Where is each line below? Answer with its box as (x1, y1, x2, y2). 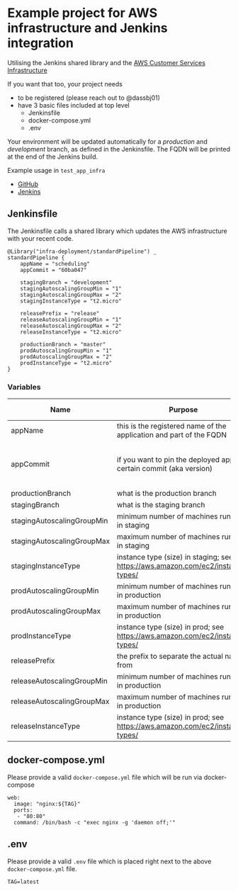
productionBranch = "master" (20, 341, 106, 348)
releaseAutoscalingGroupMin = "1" (20, 316, 122, 323)
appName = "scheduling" (20, 260, 91, 267)
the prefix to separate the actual (116, 652, 223, 662)
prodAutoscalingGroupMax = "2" (20, 353, 113, 361)
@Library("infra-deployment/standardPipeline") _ (7, 248, 157, 255)
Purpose (169, 405, 198, 415)
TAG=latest (7, 878, 40, 885)
